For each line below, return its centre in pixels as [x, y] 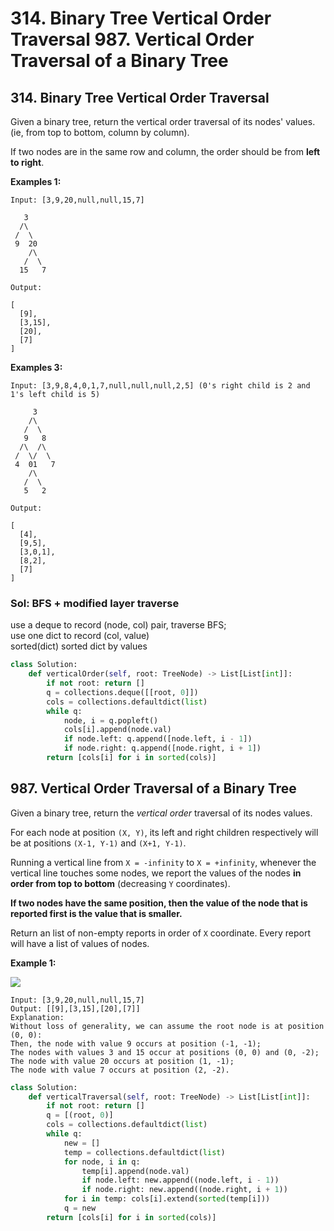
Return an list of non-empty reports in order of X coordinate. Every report [161, 933]
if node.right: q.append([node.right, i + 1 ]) [162, 748]
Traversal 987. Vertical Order [132, 39]
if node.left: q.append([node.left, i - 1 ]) [158, 739]
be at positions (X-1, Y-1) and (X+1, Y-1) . [98, 843]
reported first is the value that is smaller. [96, 913]
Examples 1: [36, 181]
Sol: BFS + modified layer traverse [95, 603]
